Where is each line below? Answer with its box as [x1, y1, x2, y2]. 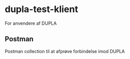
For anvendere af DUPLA [5, 20, 57, 26]
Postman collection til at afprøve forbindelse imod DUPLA [5, 48, 125, 54]
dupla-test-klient [5, 4, 78, 15]
